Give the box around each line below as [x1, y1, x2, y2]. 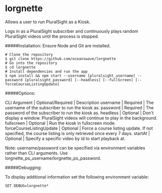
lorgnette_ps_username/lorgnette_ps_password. [5, 155, 101, 161]
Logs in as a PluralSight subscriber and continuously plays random [5, 28, 138, 34]
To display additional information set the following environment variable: [5, 174, 149, 179]
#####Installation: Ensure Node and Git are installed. [5, 43, 111, 48]
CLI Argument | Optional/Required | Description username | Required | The [5, 100, 154, 105]
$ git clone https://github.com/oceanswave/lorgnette [5, 56, 116, 61]
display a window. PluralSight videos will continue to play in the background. [5, 115, 158, 121]
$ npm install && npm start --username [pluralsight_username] [5, 73, 136, 78]
